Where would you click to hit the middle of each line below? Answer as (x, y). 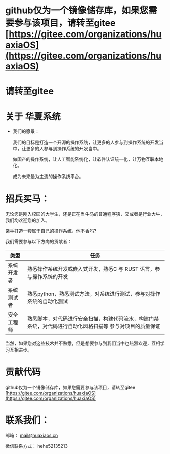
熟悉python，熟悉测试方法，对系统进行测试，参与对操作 (94, 294)
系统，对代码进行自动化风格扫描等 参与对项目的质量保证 (94, 326)
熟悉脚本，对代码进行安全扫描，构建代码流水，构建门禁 (93, 319)
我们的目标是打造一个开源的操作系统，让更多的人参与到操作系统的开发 (86, 142)
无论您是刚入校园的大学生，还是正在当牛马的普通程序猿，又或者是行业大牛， (85, 214)
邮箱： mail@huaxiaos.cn (32, 435)
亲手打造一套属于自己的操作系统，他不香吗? (51, 231)
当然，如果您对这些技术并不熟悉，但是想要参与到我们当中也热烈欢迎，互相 (83, 343)
